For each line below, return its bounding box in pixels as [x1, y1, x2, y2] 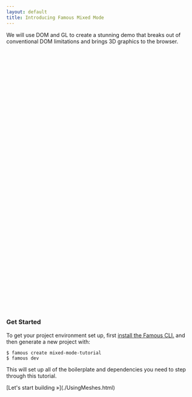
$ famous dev [6, 355, 39, 361]
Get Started [6, 318, 41, 326]
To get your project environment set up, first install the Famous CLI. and [6, 332, 186, 339]
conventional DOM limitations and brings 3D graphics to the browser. [6, 38, 179, 45]
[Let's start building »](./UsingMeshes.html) [6, 384, 115, 391]
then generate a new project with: [6, 338, 91, 345]
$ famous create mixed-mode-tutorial [6, 350, 102, 356]
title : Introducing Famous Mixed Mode [6, 15, 104, 21]
